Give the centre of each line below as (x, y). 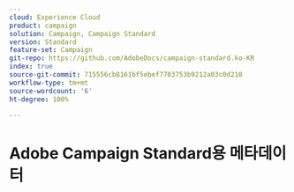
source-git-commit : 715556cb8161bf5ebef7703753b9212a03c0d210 (126, 75)
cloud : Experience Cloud (55, 17)
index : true (31, 67)
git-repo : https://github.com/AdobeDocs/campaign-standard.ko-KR (132, 58)
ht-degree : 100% (39, 99)
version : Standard (43, 42)
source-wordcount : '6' (51, 91)
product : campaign (43, 26)
